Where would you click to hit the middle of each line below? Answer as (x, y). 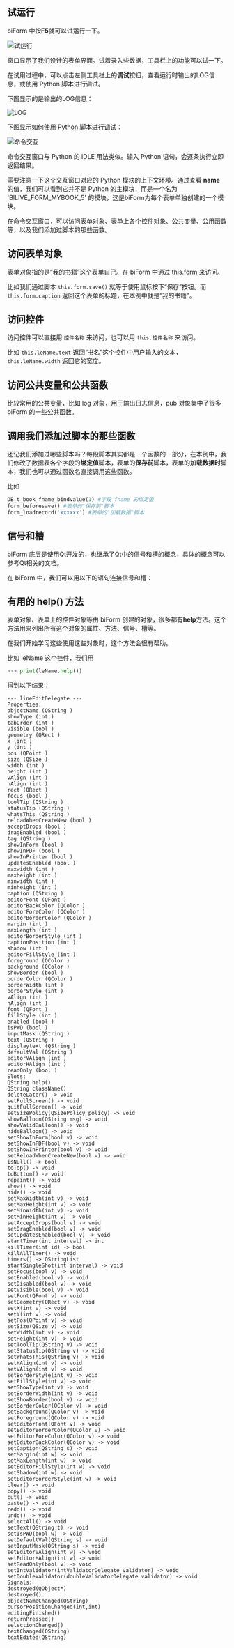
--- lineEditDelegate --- (45, 699)
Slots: (17, 1077)
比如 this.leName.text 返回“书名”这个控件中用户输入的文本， (95, 352)
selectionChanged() (36, 1626)
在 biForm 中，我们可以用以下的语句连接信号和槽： (80, 578)
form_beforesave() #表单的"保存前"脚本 (61, 506)
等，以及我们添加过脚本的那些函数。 (59, 229)
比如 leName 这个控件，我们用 (50, 658)
